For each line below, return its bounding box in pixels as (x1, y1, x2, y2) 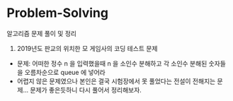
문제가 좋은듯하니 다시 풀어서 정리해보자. (30, 85, 142, 94)
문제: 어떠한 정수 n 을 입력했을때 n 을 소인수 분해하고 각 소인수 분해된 (16, 59, 208, 68)
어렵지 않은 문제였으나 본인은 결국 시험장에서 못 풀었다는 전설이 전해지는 (16, 76, 216, 85)
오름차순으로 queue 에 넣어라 (24, 68, 106, 76)
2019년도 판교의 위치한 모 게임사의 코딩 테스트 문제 (16, 44, 158, 52)
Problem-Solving (6, 5, 109, 21)
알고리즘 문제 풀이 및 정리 (6, 29, 77, 37)
